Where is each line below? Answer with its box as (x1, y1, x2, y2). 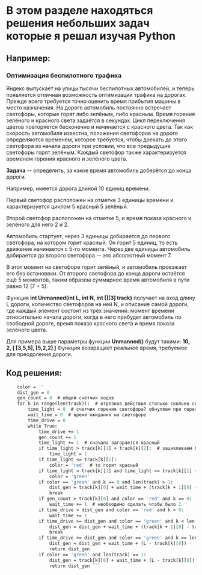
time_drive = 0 (28, 417, 66, 423)
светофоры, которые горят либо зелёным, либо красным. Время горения (6, 110, 195, 117)
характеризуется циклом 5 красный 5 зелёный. (6, 203, 129, 210)
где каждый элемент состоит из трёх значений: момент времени (6, 307, 174, 314)
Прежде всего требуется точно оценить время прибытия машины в (6, 97, 181, 105)
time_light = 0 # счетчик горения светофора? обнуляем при (28, 407, 182, 413)
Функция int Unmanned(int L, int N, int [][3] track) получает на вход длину (6, 294, 195, 301)
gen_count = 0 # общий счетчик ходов (17, 395, 114, 401)
